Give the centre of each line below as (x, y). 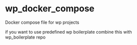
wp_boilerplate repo (25, 37)
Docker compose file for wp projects (42, 22)
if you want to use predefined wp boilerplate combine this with (68, 32)
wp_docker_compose (50, 9)
